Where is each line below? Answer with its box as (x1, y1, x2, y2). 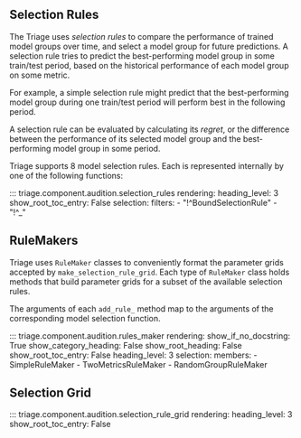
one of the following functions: (9, 170, 124, 181)
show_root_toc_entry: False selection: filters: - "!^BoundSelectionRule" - (9, 197, 277, 208)
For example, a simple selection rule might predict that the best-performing (9, 87, 289, 98)
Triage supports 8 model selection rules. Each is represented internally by (9, 160, 285, 171)
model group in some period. (52, 143, 161, 154)
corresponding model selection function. (9, 312, 161, 323)
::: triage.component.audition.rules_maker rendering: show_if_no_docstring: (9, 330, 291, 341)
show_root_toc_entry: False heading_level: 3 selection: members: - (9, 349, 258, 360)
